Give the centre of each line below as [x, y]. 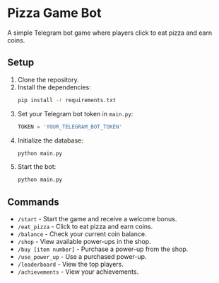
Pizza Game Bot [54, 13]
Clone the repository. [48, 79]
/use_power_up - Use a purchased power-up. [82, 257]
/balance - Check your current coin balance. [82, 234]
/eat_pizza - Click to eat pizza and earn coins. [85, 227]
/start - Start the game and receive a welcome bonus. [97, 219]
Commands [34, 202]
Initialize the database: [50, 140]
